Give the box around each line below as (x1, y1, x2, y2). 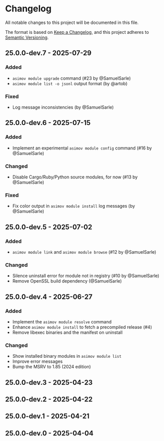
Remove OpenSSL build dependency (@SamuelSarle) (12, 278, 122, 284)
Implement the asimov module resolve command (12, 318, 112, 324)
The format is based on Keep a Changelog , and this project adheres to (5, 29, 149, 35)
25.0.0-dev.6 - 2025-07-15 (5, 119, 91, 127)
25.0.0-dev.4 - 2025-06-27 (5, 293, 93, 301)
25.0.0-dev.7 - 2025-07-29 (5, 49, 92, 57)
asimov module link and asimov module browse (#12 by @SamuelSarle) (12, 249, 157, 255)
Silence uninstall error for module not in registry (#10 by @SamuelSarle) (12, 273, 160, 279)
